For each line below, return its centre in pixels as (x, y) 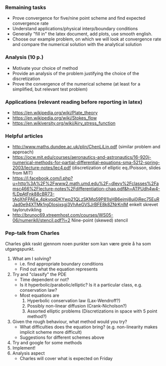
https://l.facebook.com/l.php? (43, 178)
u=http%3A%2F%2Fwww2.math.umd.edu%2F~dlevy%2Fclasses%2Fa (85, 183)
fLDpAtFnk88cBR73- (33, 194)
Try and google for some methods (47, 343)
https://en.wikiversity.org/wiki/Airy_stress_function (64, 123)
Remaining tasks (26, 7)
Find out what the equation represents (59, 269)
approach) (23, 152)
